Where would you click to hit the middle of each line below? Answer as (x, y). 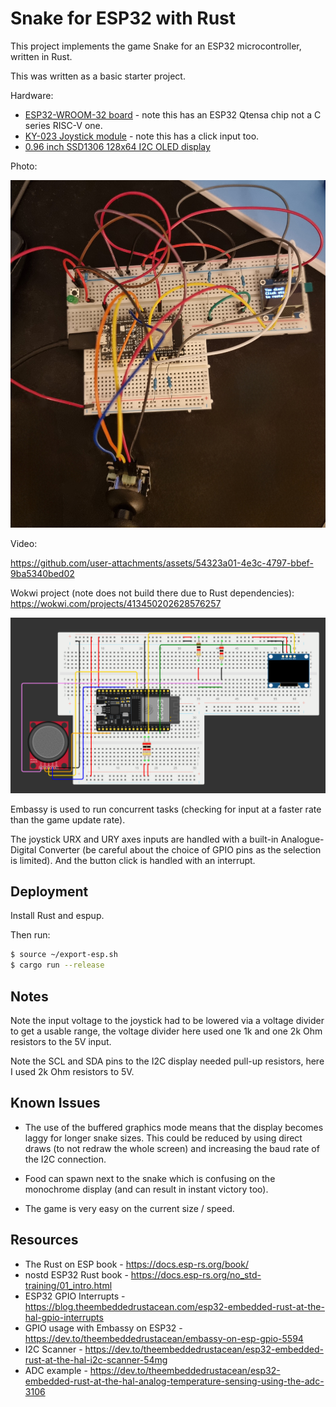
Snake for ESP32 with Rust (123, 18)
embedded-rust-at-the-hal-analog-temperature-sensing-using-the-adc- (174, 1381)
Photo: (24, 166)
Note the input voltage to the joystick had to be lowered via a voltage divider (167, 1020)
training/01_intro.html (68, 1285)
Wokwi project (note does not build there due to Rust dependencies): (152, 593)
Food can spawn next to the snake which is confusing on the (150, 1178)
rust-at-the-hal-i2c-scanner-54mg (96, 1359)
